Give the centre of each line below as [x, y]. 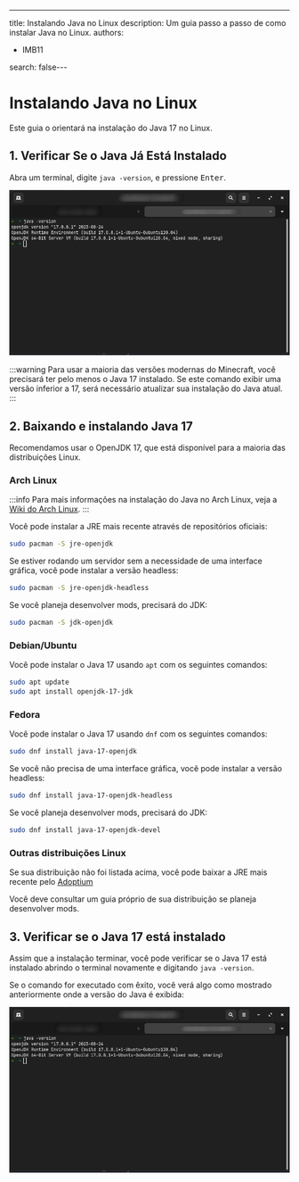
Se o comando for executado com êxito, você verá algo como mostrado [141, 985]
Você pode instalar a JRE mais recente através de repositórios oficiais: [138, 527]
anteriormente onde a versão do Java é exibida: [97, 995]
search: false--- [38, 67]
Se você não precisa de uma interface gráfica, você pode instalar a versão [146, 769]
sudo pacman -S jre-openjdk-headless [79, 588]
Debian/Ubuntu [43, 645]
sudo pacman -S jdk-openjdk [61, 623]
